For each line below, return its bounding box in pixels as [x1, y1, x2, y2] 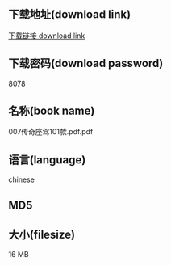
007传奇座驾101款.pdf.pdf [8, 127, 94, 137]
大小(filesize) [8, 228, 75, 242]
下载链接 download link [8, 31, 85, 40]
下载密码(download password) [8, 57, 164, 70]
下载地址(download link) [8, 7, 131, 22]
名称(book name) [8, 104, 95, 118]
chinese [8, 175, 35, 184]
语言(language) [8, 153, 86, 167]
